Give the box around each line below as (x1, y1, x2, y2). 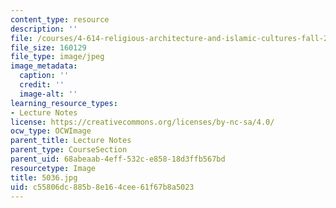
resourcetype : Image (10, 163, 97, 173)
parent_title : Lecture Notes (10, 136, 132, 146)
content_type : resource (10, 14, 110, 25)
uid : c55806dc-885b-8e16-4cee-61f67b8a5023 (10, 182, 195, 192)
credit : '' (19, 80, 65, 90)
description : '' (10, 24, 78, 34)
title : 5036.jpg (10, 172, 78, 183)
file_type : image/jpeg (10, 52, 105, 62)
